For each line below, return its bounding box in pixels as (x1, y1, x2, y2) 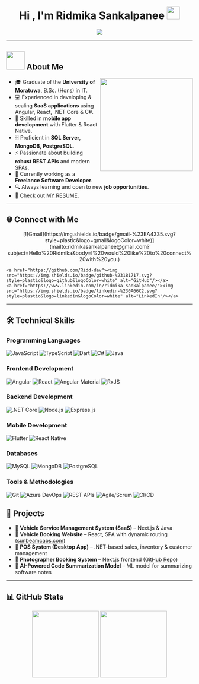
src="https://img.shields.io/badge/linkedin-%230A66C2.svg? (6, 288, 158, 294)
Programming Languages (6, 336, 81, 344)
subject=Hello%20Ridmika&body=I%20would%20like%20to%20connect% (7, 249, 192, 256)
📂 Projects (6, 508, 45, 519)
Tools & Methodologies (6, 478, 74, 486)
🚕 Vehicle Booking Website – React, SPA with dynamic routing (14, 530, 168, 537)
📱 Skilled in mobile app (14, 115, 72, 122)
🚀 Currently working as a (14, 170, 76, 178)
